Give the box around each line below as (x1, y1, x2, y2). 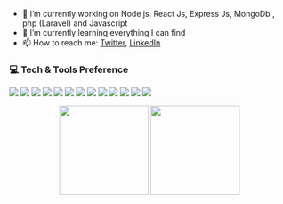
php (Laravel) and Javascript (21, 18, 128, 29)
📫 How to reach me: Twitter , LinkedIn (21, 37, 161, 48)
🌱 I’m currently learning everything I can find (21, 28, 186, 37)
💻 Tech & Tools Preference (9, 63, 129, 76)
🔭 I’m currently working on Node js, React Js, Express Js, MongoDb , (21, 9, 275, 19)
